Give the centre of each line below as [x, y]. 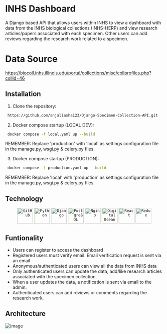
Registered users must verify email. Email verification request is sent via [87, 255]
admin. [20, 287]
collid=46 [15, 78]
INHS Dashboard [41, 9]
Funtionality [24, 238]
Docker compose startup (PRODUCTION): [56, 159]
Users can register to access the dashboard [58, 250]
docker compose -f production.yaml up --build [57, 168]
